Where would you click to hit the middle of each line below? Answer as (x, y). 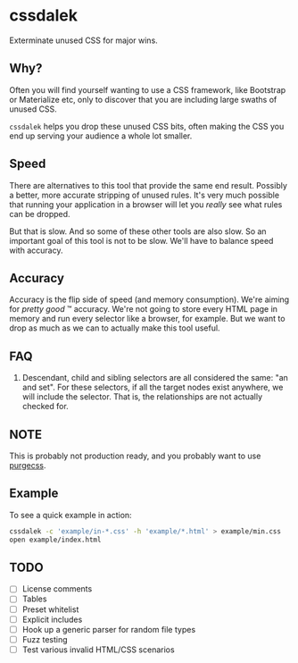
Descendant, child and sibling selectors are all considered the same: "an (155, 378)
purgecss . (28, 465)
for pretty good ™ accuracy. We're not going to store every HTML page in (144, 309)
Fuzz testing (45, 639)
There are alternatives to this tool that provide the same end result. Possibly (149, 185)
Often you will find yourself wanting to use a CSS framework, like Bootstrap (148, 89)
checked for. (45, 407)
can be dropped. (40, 214)
